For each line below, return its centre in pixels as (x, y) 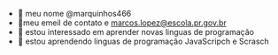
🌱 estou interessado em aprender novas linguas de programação (136, 32)
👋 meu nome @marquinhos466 (74, 14)
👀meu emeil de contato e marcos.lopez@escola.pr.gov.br (122, 23)
